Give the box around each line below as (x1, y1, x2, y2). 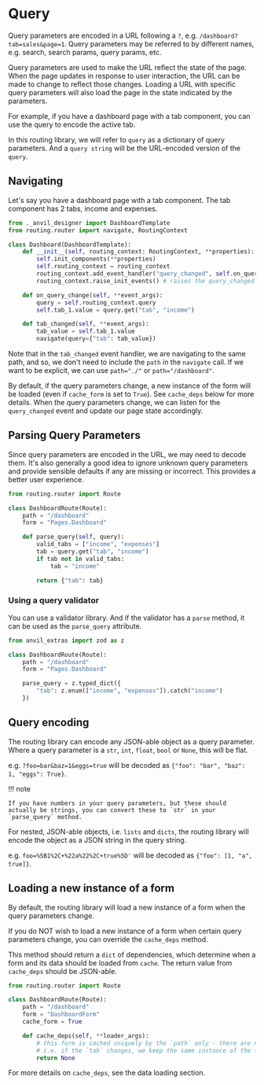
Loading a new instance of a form (8, 882, 175, 895)
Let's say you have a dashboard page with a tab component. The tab (8, 195, 231, 205)
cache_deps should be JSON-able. (8, 966, 118, 976)
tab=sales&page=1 (8, 40, 65, 48)
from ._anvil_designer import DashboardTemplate (8, 219, 170, 227)
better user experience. (8, 474, 84, 484)
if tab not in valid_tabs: (36, 555, 125, 563)
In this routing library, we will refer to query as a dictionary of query (8, 135, 225, 144)
